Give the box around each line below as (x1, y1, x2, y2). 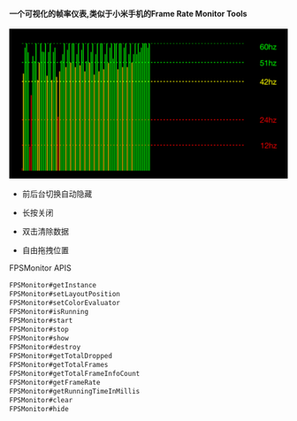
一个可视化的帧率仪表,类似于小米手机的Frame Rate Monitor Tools (9, 8, 247, 19)
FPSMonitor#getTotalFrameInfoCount (9, 370, 141, 379)
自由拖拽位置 (21, 245, 69, 256)
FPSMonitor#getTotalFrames (9, 361, 109, 370)
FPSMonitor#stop (9, 325, 69, 334)
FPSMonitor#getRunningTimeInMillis (9, 387, 141, 396)
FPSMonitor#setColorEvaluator (9, 299, 121, 308)
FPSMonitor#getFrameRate (9, 379, 101, 387)
